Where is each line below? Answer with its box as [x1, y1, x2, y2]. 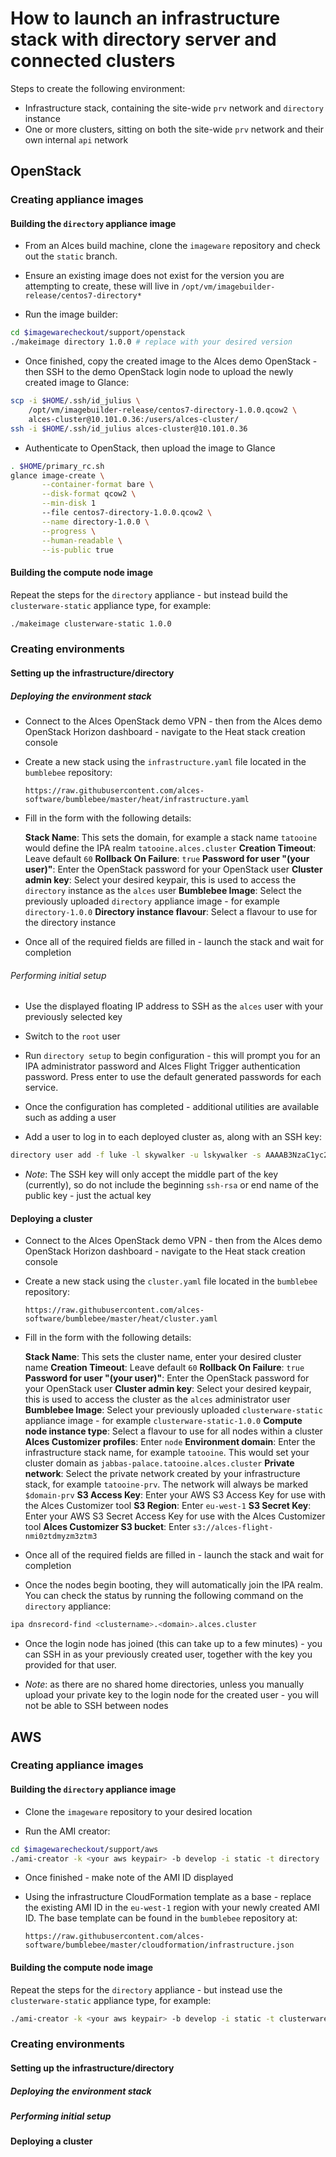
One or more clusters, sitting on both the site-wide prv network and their [24, 123, 325, 135]
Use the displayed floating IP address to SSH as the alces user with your [24, 1000, 324, 1012]
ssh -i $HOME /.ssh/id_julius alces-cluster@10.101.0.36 [10, 423, 248, 434]
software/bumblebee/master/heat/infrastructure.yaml [24, 795, 250, 805]
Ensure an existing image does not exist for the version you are [24, 270, 285, 282]
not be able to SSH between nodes [24, 1700, 169, 1712]
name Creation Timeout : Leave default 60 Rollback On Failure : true [24, 1362, 305, 1374]
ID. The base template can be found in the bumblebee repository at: [24, 1912, 298, 1924]
